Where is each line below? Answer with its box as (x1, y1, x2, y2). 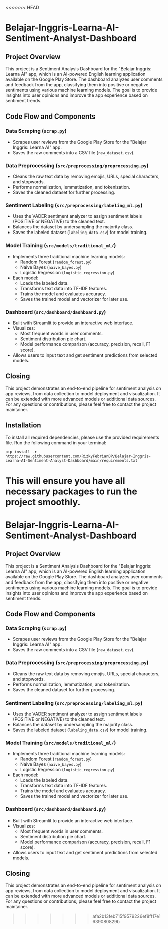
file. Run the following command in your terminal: (5, 439, 107, 446)
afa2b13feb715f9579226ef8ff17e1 (92, 913, 161, 919)
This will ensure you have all (5, 475, 125, 486)
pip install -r (5, 449, 37, 454)
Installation (5, 421, 41, 430)
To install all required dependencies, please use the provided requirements (5, 434, 159, 440)
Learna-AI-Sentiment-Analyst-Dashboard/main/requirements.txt (5, 458, 138, 463)
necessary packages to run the (5, 486, 138, 497)
